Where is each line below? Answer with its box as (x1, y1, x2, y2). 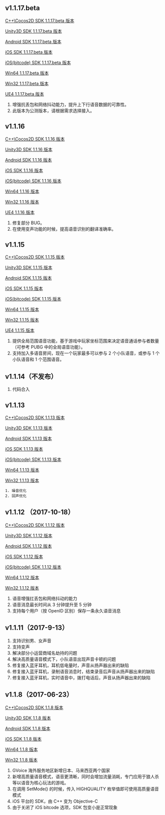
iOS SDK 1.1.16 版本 (5, 167, 43, 173)
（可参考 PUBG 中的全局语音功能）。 (12, 344, 85, 350)
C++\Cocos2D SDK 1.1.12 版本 (5, 522, 65, 528)
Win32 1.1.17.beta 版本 (5, 80, 49, 86)
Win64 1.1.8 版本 (5, 746, 38, 752)
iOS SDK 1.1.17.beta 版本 (5, 49, 53, 55)
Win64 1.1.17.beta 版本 (5, 70, 49, 76)
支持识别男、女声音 (12, 638, 52, 643)
